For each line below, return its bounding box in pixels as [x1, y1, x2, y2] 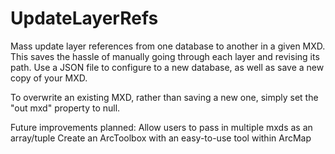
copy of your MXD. [10, 72, 88, 84]
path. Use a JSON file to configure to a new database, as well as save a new [10, 61, 325, 73]
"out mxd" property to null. [10, 102, 121, 114]
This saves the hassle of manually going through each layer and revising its [10, 50, 320, 62]
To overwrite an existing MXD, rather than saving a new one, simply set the [10, 91, 319, 103]
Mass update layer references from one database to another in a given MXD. [10, 40, 326, 52]
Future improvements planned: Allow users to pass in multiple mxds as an [10, 121, 313, 133]
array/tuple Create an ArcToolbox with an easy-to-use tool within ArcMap [10, 132, 312, 144]
